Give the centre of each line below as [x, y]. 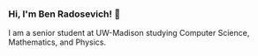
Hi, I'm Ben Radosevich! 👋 [64, 14]
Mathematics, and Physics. [57, 42]
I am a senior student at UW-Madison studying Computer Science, [129, 33]
